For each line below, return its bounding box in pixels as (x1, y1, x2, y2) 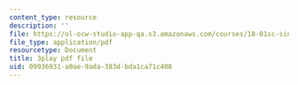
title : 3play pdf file (9, 54, 93, 63)
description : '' (9, 21, 69, 30)
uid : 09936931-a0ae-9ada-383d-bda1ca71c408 (9, 63, 173, 72)
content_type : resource (9, 12, 98, 22)
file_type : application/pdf (9, 37, 114, 47)
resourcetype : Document (9, 46, 98, 55)
